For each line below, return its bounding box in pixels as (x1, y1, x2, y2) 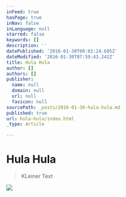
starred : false (6, 31, 45, 37)
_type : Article (6, 121, 45, 128)
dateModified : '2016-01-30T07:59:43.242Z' (6, 54, 115, 60)
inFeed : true (6, 8, 39, 15)
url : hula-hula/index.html (6, 115, 75, 121)
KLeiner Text (21, 173, 53, 180)
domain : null (12, 88, 45, 94)
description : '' (6, 43, 47, 49)
